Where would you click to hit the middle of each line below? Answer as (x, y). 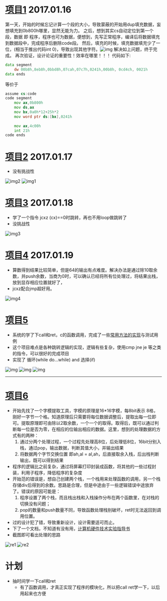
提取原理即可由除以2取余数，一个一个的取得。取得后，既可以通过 (88, 423)
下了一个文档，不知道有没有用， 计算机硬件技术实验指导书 (71, 528)
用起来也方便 (33, 593)
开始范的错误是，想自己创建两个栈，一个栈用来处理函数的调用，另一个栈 (86, 479)
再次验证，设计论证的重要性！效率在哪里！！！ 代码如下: (73, 55)
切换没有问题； (35, 504)
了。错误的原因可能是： (36, 491)
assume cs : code (21, 94)
